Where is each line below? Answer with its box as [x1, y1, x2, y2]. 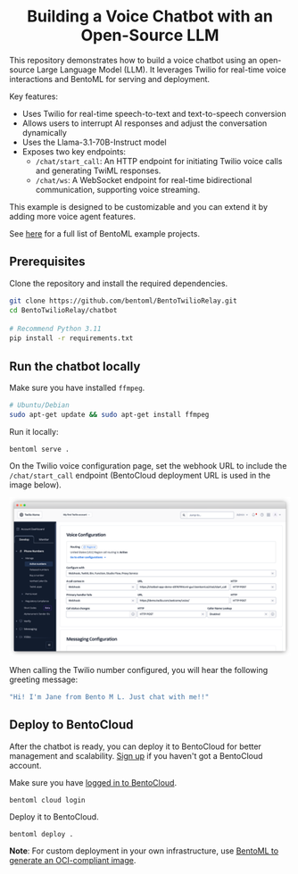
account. [9, 760, 42, 770]
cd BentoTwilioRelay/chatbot [9, 305, 118, 314]
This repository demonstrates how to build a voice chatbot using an [9, 54, 258, 65]
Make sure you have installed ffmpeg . [9, 382, 145, 393]
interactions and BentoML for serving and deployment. [9, 73, 211, 84]
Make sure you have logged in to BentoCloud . [9, 777, 177, 787]
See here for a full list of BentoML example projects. [9, 228, 201, 238]
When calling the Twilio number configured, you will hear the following [9, 665, 269, 676]
